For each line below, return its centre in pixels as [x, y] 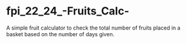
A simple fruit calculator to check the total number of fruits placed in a [93, 28]
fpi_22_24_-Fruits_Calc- [68, 11]
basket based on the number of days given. [60, 34]
